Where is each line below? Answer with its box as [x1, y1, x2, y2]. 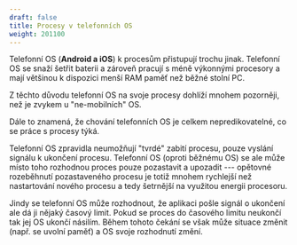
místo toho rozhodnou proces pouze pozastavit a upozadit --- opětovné [9, 162, 272, 173]
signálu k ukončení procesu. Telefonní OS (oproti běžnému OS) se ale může [9, 153, 285, 163]
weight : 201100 [9, 29, 66, 38]
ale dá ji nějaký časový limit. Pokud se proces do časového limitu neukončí [9, 208, 282, 218]
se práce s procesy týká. [9, 126, 100, 137]
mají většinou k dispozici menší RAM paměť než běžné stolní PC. [9, 73, 246, 83]
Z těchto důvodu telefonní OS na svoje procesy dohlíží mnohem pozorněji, [9, 90, 280, 100]
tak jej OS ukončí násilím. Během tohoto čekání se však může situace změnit [9, 217, 288, 227]
